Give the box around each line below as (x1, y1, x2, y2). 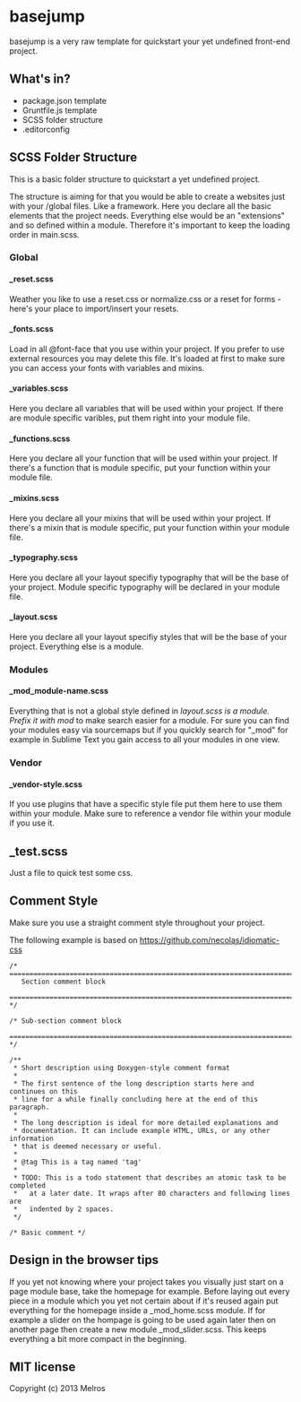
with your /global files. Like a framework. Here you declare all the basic (9, 200, 271, 212)
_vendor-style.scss (9, 778, 83, 790)
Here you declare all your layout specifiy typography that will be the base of (9, 572, 289, 583)
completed (9, 1181, 47, 1190)
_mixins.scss (9, 492, 60, 503)
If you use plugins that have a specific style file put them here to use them (9, 799, 283, 809)
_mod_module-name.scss (9, 686, 109, 697)
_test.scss (9, 844, 69, 859)
